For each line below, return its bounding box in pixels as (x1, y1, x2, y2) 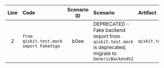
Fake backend (93, 27, 126, 33)
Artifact (138, 9, 157, 16)
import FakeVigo (22, 44, 60, 48)
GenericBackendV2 (93, 56, 134, 62)
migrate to (93, 50, 117, 57)
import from (93, 33, 121, 40)
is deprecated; (93, 44, 126, 50)
